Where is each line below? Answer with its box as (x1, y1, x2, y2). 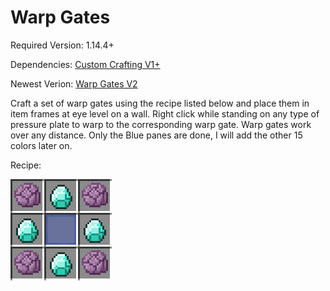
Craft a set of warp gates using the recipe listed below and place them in (10, 97, 310, 109)
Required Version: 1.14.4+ (10, 39, 115, 51)
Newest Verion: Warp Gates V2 (10, 77, 138, 90)
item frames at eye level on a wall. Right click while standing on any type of (10, 107, 320, 120)
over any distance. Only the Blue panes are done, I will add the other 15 (10, 129, 303, 141)
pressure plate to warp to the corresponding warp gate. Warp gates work (10, 118, 312, 130)
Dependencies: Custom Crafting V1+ (10, 58, 161, 70)
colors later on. (10, 139, 73, 151)
